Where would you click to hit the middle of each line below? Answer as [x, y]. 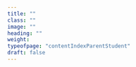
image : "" [22, 27]
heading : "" [25, 33]
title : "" [22, 14]
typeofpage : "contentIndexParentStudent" [69, 46]
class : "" [22, 20]
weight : [19, 40]
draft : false [26, 53]
